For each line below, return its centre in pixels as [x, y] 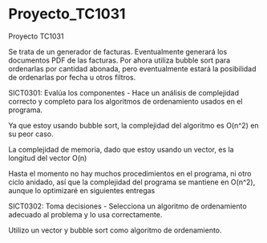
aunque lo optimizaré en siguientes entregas [82, 190]
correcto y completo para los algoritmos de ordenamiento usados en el [125, 101]
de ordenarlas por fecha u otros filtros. [72, 77]
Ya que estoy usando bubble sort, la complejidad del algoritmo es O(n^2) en [133, 125]
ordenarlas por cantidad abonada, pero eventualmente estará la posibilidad [132, 68]
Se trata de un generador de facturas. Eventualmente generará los [118, 51]
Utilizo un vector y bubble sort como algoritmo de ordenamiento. [115, 230]
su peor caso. [31, 134]
